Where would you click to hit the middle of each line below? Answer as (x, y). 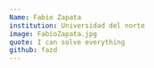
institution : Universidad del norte (77, 26)
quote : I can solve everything (67, 42)
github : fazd (33, 50)
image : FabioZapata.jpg (53, 34)
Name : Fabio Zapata (45, 17)
